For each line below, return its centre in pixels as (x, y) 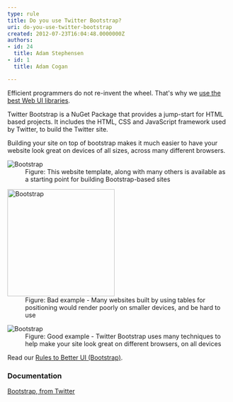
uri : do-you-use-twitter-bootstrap (60, 27)
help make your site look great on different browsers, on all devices (123, 343)
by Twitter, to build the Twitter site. (58, 129)
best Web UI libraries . (39, 100)
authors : (20, 40)
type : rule (23, 14)
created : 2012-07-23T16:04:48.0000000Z (66, 34)
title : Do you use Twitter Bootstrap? (64, 21)
